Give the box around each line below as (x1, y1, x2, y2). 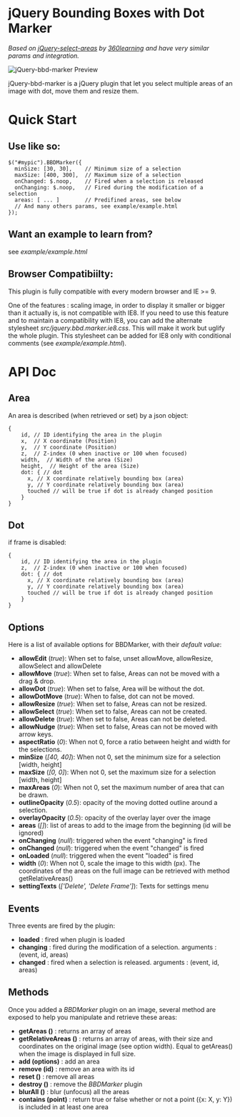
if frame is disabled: (8, 538, 66, 547)
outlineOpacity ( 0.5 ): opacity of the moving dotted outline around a (18, 798, 218, 807)
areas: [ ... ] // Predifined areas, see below (14, 196, 181, 204)
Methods (8, 986, 49, 998)
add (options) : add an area (18, 1057, 100, 1066)
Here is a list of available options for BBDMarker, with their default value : (8, 641, 222, 649)
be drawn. (18, 791, 49, 799)
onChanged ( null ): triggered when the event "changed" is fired (18, 844, 204, 853)
